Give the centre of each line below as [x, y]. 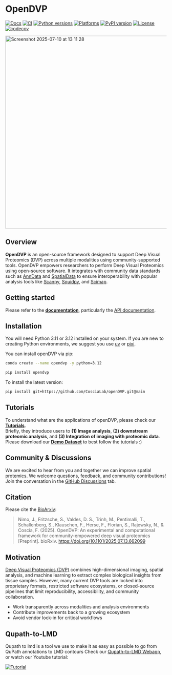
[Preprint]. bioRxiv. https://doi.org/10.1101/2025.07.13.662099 [82, 541]
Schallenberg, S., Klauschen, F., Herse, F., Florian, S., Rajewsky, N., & [91, 525]
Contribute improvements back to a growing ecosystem [71, 612]
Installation [24, 326]
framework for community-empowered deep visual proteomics [84, 536]
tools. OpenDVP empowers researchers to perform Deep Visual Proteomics [84, 265]
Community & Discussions [48, 458]
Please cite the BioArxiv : [31, 509]
